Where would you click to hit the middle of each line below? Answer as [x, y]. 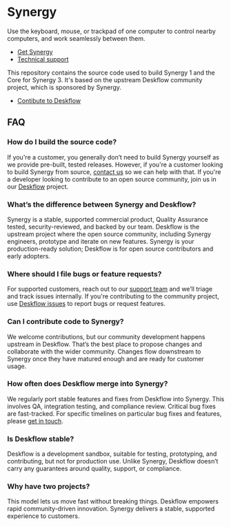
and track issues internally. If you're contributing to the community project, [113, 296]
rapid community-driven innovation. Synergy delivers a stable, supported [111, 509]
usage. [17, 366]
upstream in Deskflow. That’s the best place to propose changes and [104, 344]
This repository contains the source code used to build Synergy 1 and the [111, 73]
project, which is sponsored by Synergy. [64, 87]
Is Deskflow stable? [41, 439]
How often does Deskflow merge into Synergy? [88, 384]
